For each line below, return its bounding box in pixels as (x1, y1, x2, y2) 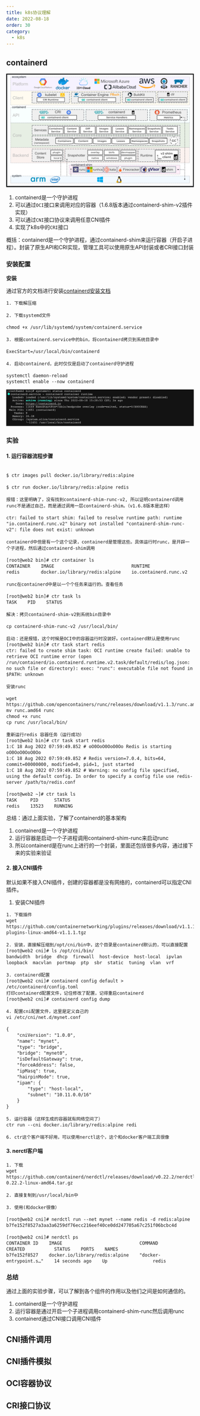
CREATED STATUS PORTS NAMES (6, 1246, 118, 1252)
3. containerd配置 (6, 972, 50, 978)
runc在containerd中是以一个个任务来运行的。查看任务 (6, 582, 124, 587)
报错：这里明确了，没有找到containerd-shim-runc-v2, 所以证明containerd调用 (6, 497, 184, 503)
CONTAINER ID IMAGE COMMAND (6, 1240, 159, 1246)
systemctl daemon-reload (6, 373, 68, 379)
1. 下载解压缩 (6, 301, 37, 307)
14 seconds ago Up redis (54, 1258, 167, 1264)
